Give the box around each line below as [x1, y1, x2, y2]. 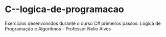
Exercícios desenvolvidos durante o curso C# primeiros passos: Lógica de [5, 20, 161, 26]
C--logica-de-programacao [5, 4, 124, 15]
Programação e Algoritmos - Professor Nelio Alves [5, 25, 111, 31]
